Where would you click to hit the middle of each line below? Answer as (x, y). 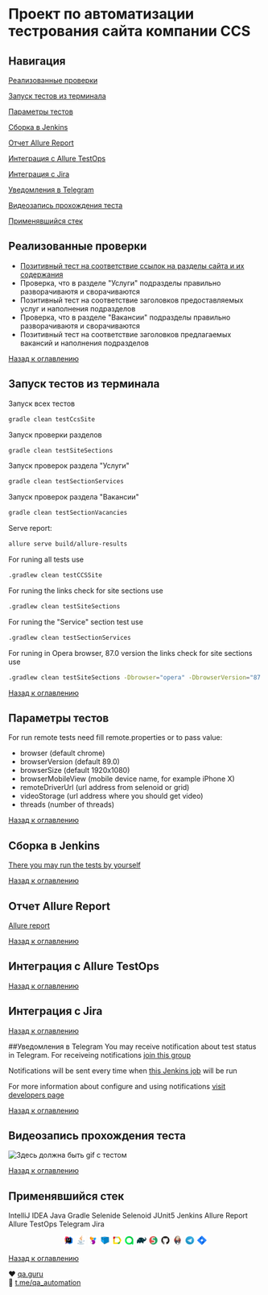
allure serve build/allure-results (68, 544)
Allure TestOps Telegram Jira (56, 1224)
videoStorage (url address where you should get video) (111, 796)
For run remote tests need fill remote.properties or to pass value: (115, 737)
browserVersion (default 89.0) (70, 762)
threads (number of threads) (67, 804)
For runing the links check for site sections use (86, 591)
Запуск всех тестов (42, 403)
